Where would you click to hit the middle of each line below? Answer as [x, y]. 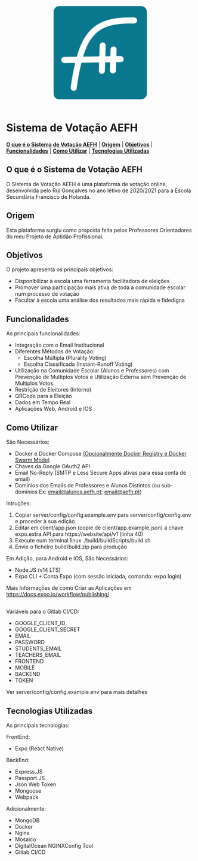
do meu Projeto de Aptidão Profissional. [55, 237]
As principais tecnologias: [38, 725]
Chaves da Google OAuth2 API [52, 466]
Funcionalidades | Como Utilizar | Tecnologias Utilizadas [78, 151]
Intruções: [19, 504]
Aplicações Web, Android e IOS [53, 409]
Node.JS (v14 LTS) [38, 570]
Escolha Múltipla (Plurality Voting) [65, 358]
